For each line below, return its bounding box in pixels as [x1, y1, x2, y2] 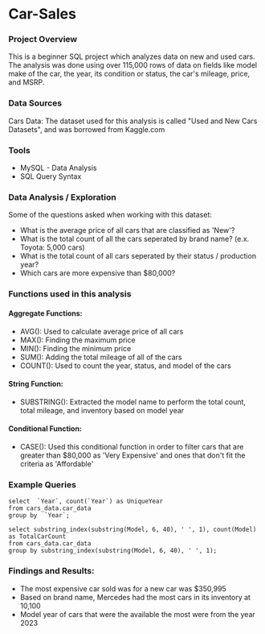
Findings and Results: [8, 566, 95, 577]
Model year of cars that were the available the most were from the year [19, 609, 255, 619]
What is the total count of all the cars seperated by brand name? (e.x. [19, 234, 250, 244]
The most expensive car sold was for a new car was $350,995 [19, 583, 226, 593]
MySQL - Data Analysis [19, 163, 97, 173]
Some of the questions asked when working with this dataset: [8, 210, 213, 220]
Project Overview [8, 34, 78, 45]
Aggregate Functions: [8, 308, 83, 318]
